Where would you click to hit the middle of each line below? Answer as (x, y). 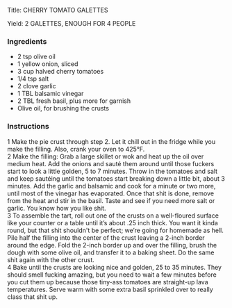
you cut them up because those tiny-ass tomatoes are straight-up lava (108, 282)
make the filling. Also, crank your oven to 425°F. (76, 149)
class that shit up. (32, 297)
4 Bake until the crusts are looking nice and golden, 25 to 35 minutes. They (115, 267)
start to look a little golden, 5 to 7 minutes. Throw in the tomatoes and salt (112, 171)
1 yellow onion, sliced (48, 64)
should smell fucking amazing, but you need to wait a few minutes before (112, 275)
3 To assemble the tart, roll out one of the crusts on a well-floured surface (113, 216)
